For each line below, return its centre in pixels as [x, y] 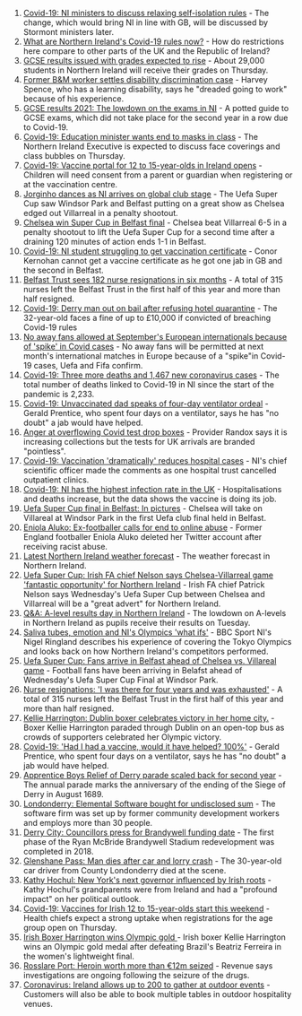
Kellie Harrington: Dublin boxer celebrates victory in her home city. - [149, 718]
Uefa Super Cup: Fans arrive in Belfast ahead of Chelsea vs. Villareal [150, 661]
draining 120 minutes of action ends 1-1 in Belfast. [115, 242]
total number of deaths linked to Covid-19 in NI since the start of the [148, 384]
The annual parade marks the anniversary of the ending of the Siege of [154, 785]
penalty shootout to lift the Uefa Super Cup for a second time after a [149, 232]
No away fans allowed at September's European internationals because [155, 337]
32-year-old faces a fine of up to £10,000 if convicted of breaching [147, 318]
